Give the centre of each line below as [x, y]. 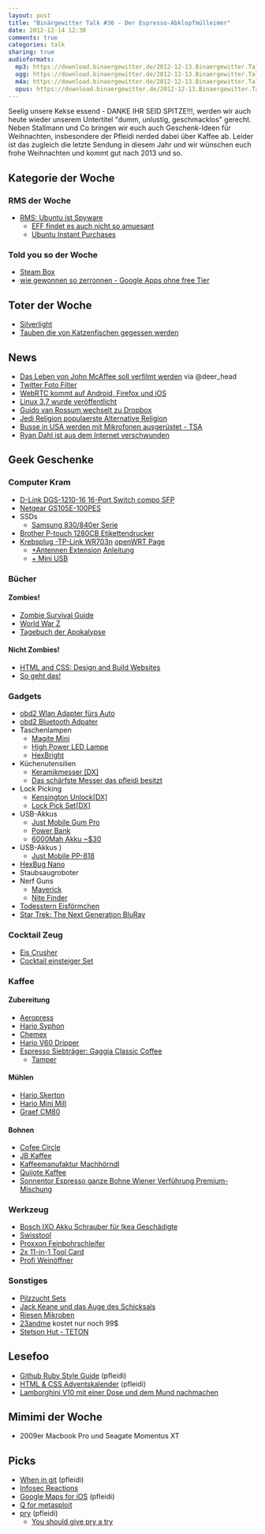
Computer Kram [39, 482]
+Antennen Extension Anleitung [83, 550]
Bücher [22, 578]
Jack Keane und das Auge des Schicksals [88, 1306]
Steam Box [37, 272]
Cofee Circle [40, 1147]
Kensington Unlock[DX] [69, 797]
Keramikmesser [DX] [65, 772]
